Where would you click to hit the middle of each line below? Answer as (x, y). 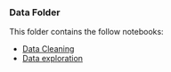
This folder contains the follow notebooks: (86, 32)
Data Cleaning (48, 49)
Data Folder (35, 12)
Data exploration (52, 59)
